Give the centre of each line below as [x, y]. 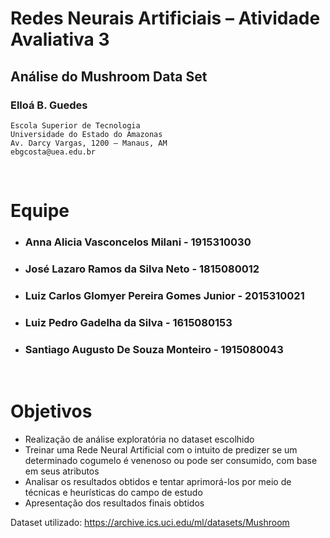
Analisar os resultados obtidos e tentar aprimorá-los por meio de [158, 481]
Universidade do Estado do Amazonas [86, 134]
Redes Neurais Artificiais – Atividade [165, 18]
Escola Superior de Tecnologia [75, 125]
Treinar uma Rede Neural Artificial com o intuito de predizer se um [161, 449]
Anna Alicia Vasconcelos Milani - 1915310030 [138, 242]
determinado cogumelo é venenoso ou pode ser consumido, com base [171, 460]
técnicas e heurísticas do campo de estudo [113, 492]
